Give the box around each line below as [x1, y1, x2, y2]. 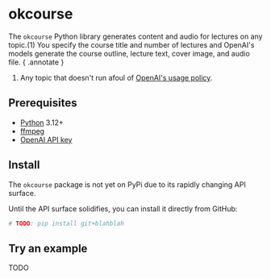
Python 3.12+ [19, 118, 64, 127]
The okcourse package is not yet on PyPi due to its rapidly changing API [8, 179, 246, 189]
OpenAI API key [19, 135, 73, 144]
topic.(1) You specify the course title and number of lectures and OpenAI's [8, 40, 255, 49]
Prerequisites [8, 96, 77, 110]
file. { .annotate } [8, 57, 65, 67]
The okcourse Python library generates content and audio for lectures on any [8, 31, 263, 41]
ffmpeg [19, 126, 45, 135]
